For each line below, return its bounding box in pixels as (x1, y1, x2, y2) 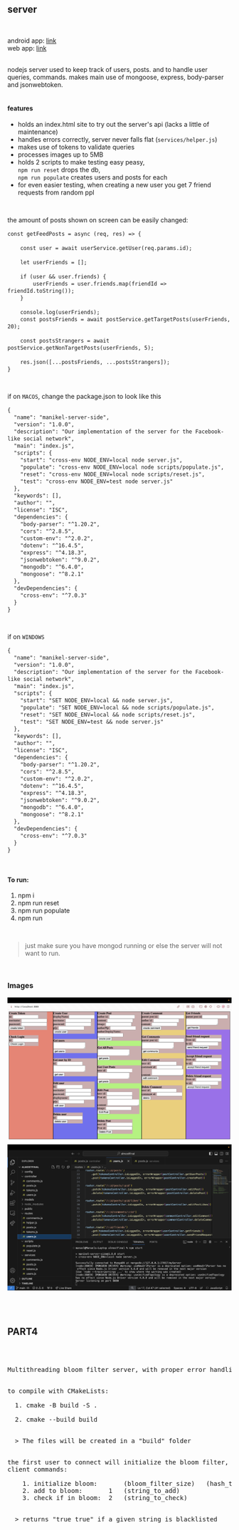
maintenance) (17, 127, 58, 136)
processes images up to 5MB (17, 150, 104, 159)
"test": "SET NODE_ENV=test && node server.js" (20, 719, 164, 726)
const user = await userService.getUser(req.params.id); (20, 245, 193, 252)
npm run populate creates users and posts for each (17, 173, 168, 182)
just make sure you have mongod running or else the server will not (24, 942, 223, 950)
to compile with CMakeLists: (7, 1387, 109, 1395)
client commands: (7, 1465, 68, 1473)
